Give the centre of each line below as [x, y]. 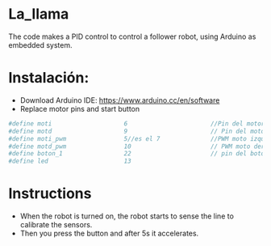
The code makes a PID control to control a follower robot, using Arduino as [132, 36]
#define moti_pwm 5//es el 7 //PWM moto [128, 138]
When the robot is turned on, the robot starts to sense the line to [127, 216]
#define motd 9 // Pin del [128, 131]
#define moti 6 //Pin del [126, 123]
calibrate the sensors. [56, 225]
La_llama [39, 14]
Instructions [50, 194]
